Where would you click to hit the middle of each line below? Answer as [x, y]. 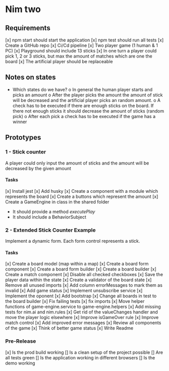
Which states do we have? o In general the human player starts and [82, 89]
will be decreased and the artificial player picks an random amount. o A [86, 100]
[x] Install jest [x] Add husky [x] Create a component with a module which [82, 191]
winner [20, 122]
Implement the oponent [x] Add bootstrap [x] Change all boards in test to [81, 296]
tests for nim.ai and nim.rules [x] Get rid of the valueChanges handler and [81, 312]
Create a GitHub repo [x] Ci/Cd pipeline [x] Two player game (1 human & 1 [81, 45]
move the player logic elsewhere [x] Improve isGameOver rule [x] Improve [82, 317]
